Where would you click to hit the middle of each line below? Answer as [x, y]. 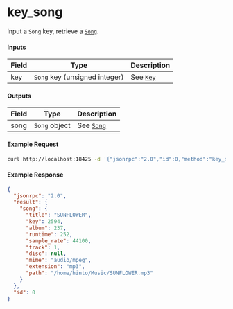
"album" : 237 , [46, 228]
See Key [143, 77]
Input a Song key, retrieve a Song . [53, 31]
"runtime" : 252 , [49, 234]
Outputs [19, 96]
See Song [92, 125]
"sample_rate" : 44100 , [58, 241]
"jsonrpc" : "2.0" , [40, 196]
